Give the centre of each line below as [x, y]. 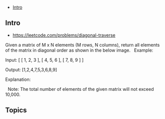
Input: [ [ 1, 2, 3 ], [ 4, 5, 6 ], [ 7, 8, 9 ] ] [45, 60]
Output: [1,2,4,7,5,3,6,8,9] [31, 69]
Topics [16, 110]
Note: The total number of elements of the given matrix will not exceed [81, 89]
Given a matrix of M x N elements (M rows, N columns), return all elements [82, 45]
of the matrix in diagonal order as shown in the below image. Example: [79, 50]
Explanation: [18, 79]
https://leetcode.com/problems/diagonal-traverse [64, 35]
